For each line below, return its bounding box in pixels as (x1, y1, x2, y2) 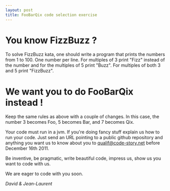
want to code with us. (5, 161, 51, 167)
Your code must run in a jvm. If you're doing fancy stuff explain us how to (5, 129, 160, 135)
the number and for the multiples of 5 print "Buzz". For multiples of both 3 (5, 62, 161, 68)
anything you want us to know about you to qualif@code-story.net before (5, 140, 160, 146)
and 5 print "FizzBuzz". (5, 68, 54, 74)
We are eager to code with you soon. (5, 170, 83, 177)
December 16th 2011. (5, 145, 50, 151)
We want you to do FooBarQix (5, 86, 134, 98)
